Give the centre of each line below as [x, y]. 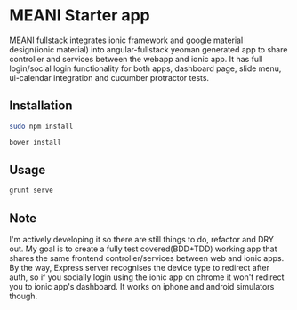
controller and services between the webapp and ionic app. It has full [136, 59]
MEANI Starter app [80, 16]
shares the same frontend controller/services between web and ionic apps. [147, 258]
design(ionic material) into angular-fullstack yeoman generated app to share [148, 49]
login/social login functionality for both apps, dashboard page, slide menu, [145, 68]
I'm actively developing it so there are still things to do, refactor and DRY [141, 239]
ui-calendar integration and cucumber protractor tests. [109, 77]
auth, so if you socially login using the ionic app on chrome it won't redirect [147, 277]
